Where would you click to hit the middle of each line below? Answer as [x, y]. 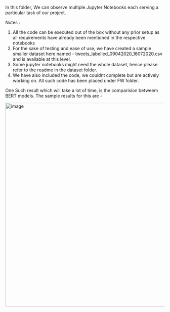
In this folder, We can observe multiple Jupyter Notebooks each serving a [82, 7]
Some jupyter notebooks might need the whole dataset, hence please [85, 64]
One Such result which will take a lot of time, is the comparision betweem [82, 90]
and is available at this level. [42, 59]
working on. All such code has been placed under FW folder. [76, 81]
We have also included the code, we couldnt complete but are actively [86, 75]
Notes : [13, 23]
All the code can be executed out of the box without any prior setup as [86, 32]
